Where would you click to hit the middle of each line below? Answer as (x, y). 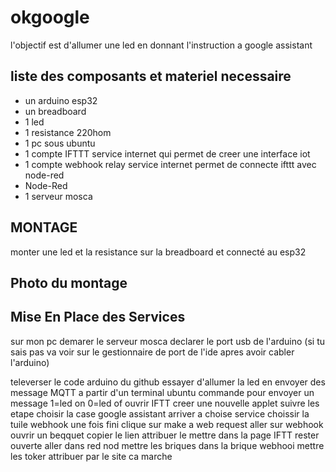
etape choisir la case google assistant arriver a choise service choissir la (160, 413)
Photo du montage (69, 282)
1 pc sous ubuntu (60, 143)
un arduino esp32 (61, 100)
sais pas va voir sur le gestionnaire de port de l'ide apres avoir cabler (152, 352)
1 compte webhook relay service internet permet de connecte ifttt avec (170, 164)
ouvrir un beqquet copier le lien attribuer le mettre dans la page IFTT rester (165, 435)
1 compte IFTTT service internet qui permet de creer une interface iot (167, 153)
